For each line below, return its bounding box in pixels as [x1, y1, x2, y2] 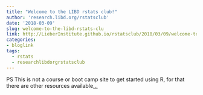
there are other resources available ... [6, 82, 98, 89]
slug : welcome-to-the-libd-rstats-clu [6, 25, 104, 32]
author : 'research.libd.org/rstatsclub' [6, 14, 110, 20]
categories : [6, 37, 36, 43]
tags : [6, 48, 20, 54]
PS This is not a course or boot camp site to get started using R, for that [6, 76, 185, 83]
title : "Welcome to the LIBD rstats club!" [6, 8, 118, 15]
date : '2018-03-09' [6, 20, 56, 26]
